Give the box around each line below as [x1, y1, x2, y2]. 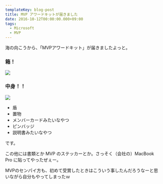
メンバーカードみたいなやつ [12, 117, 70, 123]
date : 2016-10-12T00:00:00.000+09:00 [5, 16, 83, 21]
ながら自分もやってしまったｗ [9, 174, 71, 180]
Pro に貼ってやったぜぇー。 [5, 157, 61, 163]
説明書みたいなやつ [12, 129, 52, 135]
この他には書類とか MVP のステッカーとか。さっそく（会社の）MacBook [5, 150, 154, 157]
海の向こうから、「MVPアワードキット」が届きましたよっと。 [5, 45, 130, 50]
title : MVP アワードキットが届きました [5, 12, 78, 17]
